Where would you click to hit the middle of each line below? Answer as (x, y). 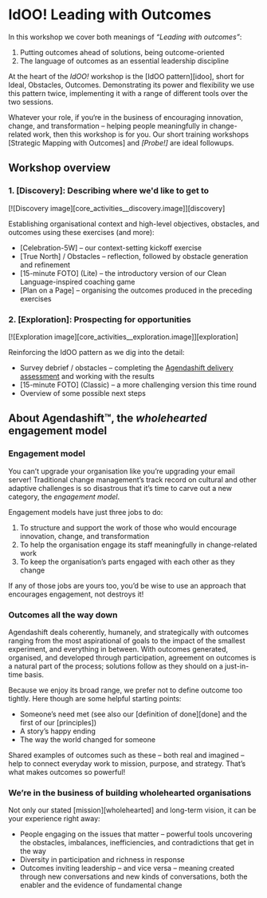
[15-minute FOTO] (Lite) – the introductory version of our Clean (123, 273)
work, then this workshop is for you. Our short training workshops (141, 134)
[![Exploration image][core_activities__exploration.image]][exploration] (124, 337)
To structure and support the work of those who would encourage (128, 527)
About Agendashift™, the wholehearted (108, 419)
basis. (34, 674)
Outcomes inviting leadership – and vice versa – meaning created (127, 868)
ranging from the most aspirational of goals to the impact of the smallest (127, 641)
